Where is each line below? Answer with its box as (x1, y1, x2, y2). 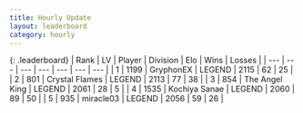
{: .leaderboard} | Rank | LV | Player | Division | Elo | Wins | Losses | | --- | (9, 55, 285, 66)
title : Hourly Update (9, 13, 92, 23)
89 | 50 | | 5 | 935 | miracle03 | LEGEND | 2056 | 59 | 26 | (9, 93, 225, 104)
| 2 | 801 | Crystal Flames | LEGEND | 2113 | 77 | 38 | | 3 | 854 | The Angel (9, 74, 283, 85)
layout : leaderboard (9, 22, 88, 31)
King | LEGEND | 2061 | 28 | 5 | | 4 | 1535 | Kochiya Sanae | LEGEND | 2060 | (9, 83, 296, 95)
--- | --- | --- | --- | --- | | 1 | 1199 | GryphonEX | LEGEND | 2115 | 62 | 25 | (19, 64, 294, 75)
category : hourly (9, 30, 76, 39)
